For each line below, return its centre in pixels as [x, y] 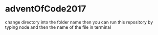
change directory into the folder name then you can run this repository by [79, 22]
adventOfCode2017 [46, 9]
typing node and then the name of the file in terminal [58, 27]
